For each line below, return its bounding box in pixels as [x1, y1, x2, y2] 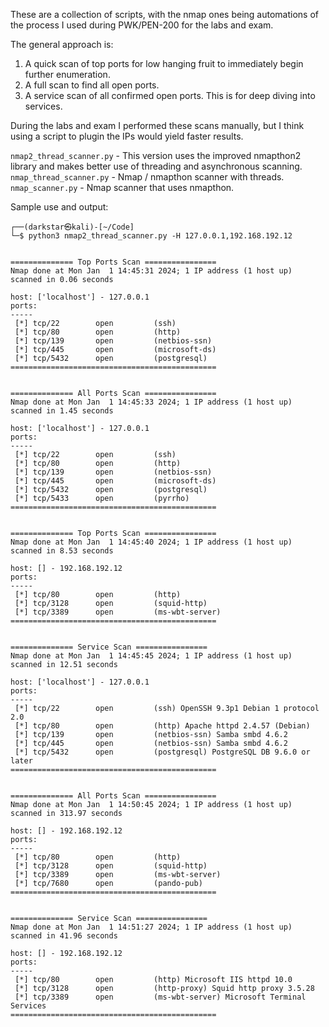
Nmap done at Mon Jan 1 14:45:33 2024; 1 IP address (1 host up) [10, 397, 293, 407]
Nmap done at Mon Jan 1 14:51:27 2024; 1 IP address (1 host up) [10, 922, 293, 932]
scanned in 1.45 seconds [10, 406, 114, 416]
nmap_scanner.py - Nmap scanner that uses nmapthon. [10, 182, 235, 193]
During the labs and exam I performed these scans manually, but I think [10, 120, 305, 131]
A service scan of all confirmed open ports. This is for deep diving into [24, 90, 316, 101]
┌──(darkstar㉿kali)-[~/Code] [10, 222, 135, 232]
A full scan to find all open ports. [24, 79, 160, 91]
